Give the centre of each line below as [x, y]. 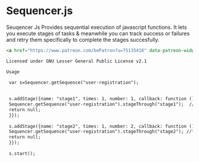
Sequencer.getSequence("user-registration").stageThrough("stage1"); [96, 104]
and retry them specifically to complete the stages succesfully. [83, 39]
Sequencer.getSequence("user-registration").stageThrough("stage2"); [96, 132]
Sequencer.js [39, 11]
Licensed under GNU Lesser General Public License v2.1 [76, 61]
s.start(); [22, 153]
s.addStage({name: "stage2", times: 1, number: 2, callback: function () [102, 126]
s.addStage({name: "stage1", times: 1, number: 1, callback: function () [102, 99]
